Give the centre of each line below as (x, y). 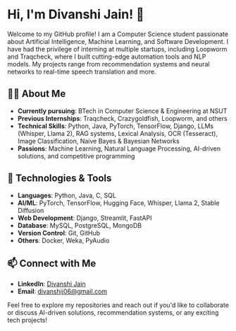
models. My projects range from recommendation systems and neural (108, 64)
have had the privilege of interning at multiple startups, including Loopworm (117, 49)
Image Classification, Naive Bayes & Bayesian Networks (98, 141)
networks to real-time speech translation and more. (82, 71)
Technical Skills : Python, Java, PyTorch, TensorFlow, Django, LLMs (115, 126)
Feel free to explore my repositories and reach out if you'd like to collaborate (118, 305)
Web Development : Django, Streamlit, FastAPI (85, 218)
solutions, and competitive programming (76, 156)
